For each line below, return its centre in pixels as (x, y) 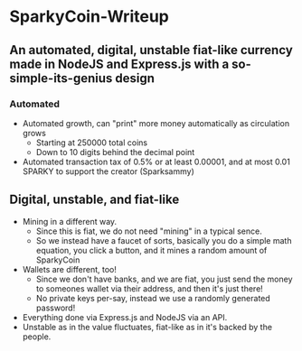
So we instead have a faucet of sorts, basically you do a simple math (164, 240)
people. (37, 337)
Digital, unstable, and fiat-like (94, 200)
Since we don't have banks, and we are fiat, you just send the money (164, 279)
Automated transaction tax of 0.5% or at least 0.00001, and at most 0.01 (156, 162)
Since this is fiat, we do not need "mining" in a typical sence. (149, 231)
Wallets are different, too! (70, 269)
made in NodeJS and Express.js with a (119, 64)
